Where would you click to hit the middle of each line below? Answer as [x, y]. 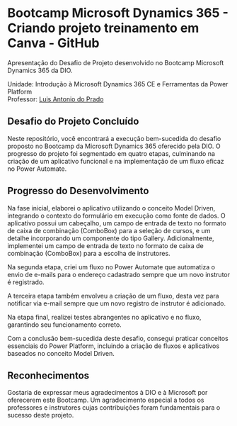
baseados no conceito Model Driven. [61, 353]
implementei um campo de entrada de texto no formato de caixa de [105, 245]
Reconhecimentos [48, 375]
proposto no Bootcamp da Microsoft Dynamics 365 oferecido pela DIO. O [114, 146]
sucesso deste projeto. [41, 415]
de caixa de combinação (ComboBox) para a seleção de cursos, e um [109, 230]
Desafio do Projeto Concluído [73, 122]
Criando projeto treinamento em [103, 28]
